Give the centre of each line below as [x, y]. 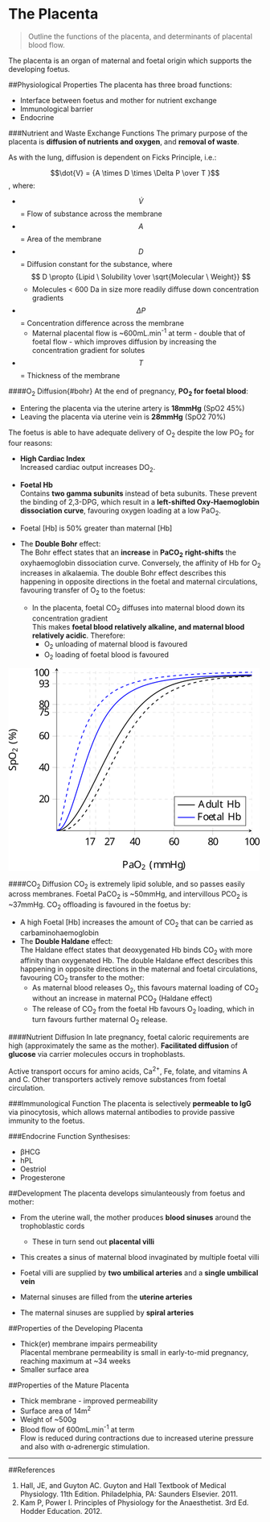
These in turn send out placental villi [93, 1241]
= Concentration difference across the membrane [102, 322]
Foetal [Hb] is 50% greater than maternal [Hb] [96, 528]
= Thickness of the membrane [70, 375]
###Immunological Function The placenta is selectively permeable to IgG [130, 1104]
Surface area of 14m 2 [55, 1410]
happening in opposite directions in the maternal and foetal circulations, [139, 969]
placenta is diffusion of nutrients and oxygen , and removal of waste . [124, 141]
